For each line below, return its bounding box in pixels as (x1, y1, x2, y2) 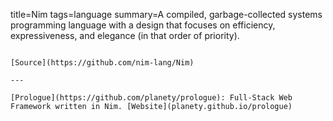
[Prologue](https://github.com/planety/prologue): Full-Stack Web (10, 93, 293, 103)
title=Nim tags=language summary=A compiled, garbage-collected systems (10, 9, 323, 20)
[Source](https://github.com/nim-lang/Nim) (10, 58, 195, 68)
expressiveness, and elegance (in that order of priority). (10, 30, 240, 41)
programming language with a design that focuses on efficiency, (10, 19, 276, 31)
